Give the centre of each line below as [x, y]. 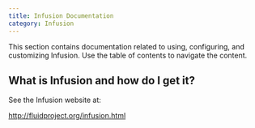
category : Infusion [41, 23]
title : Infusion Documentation [61, 16]
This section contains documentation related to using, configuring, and [127, 46]
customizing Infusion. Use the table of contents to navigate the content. [128, 55]
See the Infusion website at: [55, 100]
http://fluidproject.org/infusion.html [67, 116]
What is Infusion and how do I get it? [102, 81]
